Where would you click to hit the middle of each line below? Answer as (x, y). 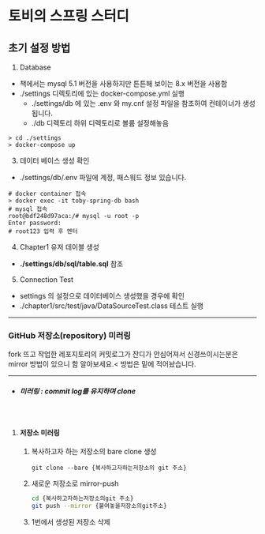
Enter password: (35, 223)
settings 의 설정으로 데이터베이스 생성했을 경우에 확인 (102, 296)
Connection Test (46, 280)
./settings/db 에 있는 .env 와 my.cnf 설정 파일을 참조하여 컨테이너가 (136, 103)
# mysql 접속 (28, 209)
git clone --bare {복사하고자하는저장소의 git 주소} (109, 468)
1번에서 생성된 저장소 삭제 (71, 522)
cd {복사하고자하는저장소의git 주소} (82, 498)
